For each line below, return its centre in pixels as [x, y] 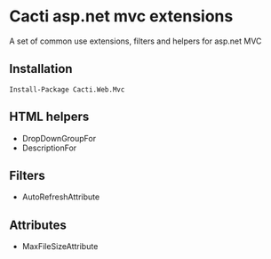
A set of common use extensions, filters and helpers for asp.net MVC [135, 41]
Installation [41, 69]
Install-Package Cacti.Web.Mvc [67, 89]
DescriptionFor [49, 148]
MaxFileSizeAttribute [60, 247]
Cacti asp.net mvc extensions [121, 16]
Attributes [38, 225]
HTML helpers [49, 117]
